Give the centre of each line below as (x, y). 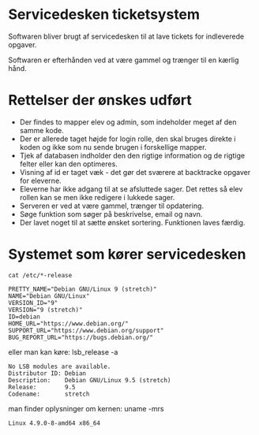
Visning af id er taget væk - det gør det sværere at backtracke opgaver (135, 172)
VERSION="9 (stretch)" (45, 310)
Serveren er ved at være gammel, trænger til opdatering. (111, 206)
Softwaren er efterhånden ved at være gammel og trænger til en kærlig (124, 60)
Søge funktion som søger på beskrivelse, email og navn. (111, 214)
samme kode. (42, 130)
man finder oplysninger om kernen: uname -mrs (86, 408)
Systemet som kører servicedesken (127, 255)
